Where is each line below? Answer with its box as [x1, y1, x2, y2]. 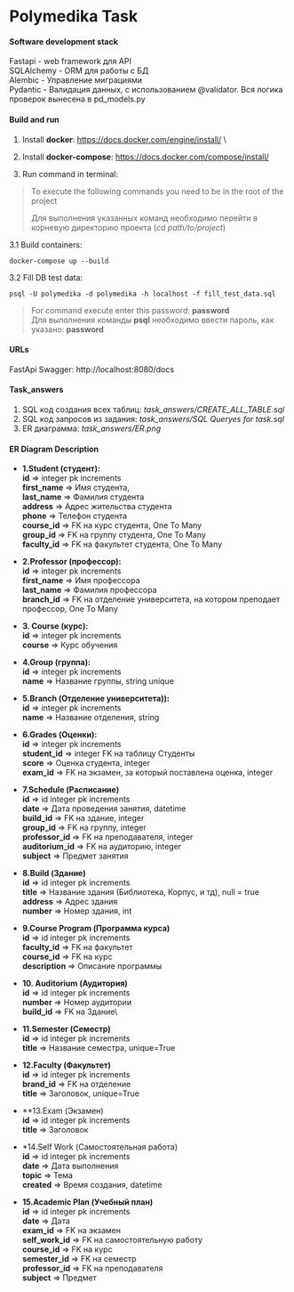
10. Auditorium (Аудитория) [21, 978, 129, 989]
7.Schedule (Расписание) [21, 784, 120, 795]
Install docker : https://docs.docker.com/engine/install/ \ [21, 134, 226, 144]
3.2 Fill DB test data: [9, 272, 83, 282]
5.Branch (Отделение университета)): [21, 693, 171, 704]
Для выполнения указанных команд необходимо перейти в [30, 212, 258, 223]
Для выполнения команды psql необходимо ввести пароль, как [30, 314, 274, 325]
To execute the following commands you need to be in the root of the [30, 185, 284, 197]
